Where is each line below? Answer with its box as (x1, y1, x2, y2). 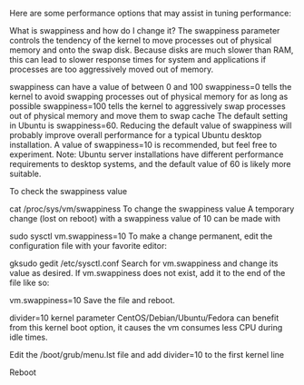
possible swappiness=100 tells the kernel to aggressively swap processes (9, 101, 286, 112)
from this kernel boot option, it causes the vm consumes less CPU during (9, 322, 283, 332)
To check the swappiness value (9, 186, 128, 196)
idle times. (9, 331, 48, 342)
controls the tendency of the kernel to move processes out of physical (9, 35, 272, 45)
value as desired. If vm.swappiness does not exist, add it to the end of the (9, 268, 286, 278)
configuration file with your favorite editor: (9, 241, 168, 251)
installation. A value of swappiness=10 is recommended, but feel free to (9, 140, 278, 150)
